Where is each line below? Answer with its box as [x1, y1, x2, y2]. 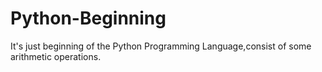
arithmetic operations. [10, 50, 102, 62]
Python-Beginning [10, 7, 167, 30]
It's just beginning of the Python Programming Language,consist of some [10, 40, 312, 52]
